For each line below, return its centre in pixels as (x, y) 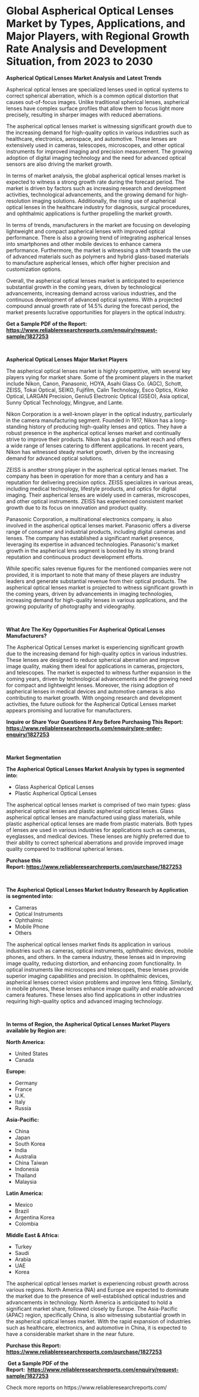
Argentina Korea (34, 1217)
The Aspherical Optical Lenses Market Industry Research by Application (97, 890)
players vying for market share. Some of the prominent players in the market (99, 377)
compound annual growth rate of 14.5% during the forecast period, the (93, 306)
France (23, 1089)
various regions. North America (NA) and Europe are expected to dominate (97, 1289)
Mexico (24, 1204)
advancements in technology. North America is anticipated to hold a (89, 1302)
